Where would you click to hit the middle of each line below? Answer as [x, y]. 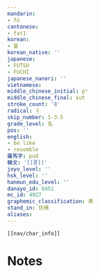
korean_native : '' [34, 53]
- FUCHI [18, 72]
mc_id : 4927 [24, 195]
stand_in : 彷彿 [28, 208]
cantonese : [23, 26]
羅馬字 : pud [23, 156]
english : [20, 136]
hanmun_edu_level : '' [39, 182]
